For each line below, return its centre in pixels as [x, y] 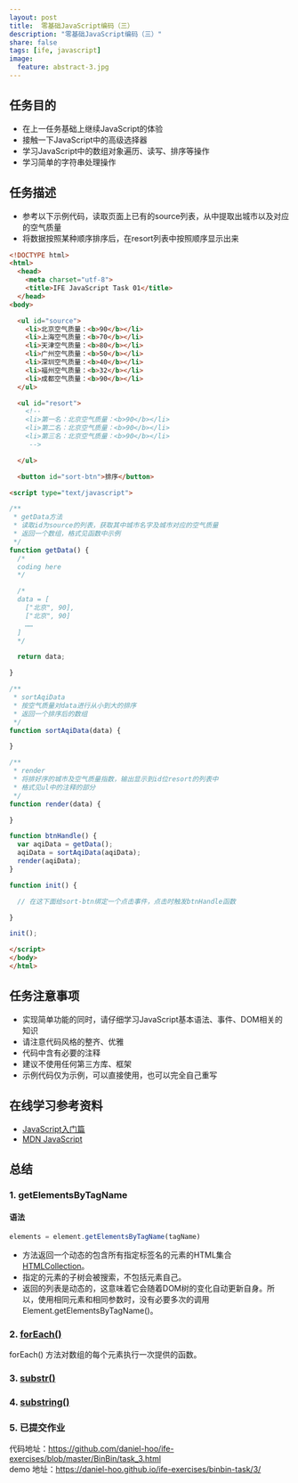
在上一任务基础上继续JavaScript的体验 [93, 128]
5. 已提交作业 [37, 1428]
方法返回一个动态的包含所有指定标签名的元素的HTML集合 [127, 1255]
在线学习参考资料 [56, 1106]
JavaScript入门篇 [54, 1129]
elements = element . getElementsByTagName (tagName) [105, 1237]
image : [21, 59]
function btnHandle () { [53, 836]
